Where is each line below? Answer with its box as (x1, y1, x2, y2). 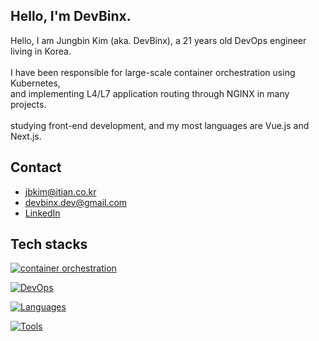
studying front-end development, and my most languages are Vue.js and (10, 119, 310, 131)
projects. (10, 98, 47, 110)
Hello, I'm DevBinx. (10, 8, 132, 25)
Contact (10, 159, 62, 176)
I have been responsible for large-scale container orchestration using (10, 66, 296, 78)
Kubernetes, (10, 77, 61, 89)
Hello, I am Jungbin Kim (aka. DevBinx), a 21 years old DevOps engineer (10, 34, 307, 46)
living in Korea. (10, 45, 72, 57)
